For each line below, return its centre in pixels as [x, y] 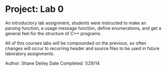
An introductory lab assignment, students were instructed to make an [76, 23]
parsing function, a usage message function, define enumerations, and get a [83, 28]
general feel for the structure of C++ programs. [53, 33]
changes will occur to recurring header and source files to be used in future [82, 48]
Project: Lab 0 [34, 9]
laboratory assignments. [30, 54]
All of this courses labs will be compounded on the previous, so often [76, 43]
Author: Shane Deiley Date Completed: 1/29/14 [53, 63]
